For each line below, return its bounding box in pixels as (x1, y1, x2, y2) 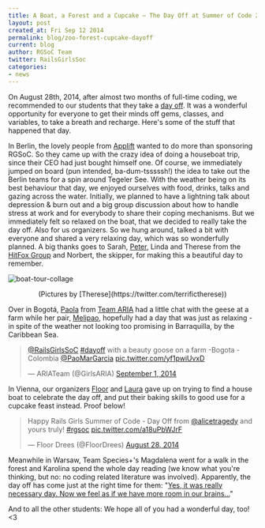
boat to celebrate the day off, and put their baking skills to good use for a (8, 392, 245, 402)
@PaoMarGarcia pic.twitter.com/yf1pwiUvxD (60, 353, 205, 363)
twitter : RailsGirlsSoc (8, 56, 87, 64)
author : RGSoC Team (8, 48, 73, 56)
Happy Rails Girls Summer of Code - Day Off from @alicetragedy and (27, 416, 252, 425)
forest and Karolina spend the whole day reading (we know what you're (8, 463, 241, 473)
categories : (8, 63, 47, 71)
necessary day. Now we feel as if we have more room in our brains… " (8, 488, 233, 498)
